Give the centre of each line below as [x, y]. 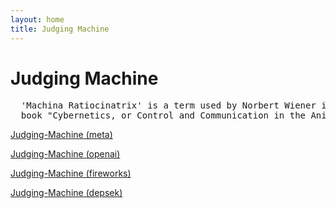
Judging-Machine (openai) [65, 154]
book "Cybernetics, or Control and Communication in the [163, 115]
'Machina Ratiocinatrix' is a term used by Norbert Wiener [168, 105]
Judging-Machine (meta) [61, 135]
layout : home [37, 19]
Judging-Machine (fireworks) [71, 173]
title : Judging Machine [60, 29]
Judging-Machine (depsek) [66, 193]
